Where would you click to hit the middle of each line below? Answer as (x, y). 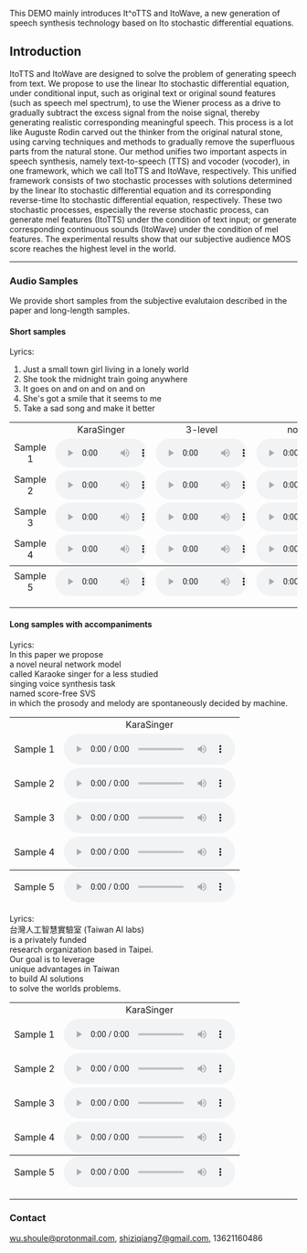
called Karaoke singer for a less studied (84, 674)
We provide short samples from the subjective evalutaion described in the (148, 301)
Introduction (46, 52)
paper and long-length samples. (70, 311)
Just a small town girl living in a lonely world (106, 369)
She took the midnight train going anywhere (105, 380)
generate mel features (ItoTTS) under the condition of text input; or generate (153, 220)
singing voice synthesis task (63, 683)
